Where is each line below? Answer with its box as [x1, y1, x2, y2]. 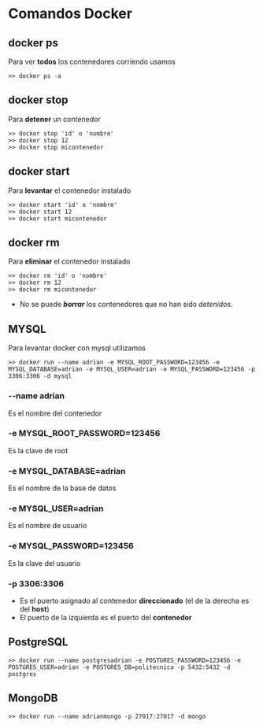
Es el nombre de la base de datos [8, 483, 117, 493]
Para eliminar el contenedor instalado [8, 257, 131, 266]
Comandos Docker [8, 5, 132, 23]
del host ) [19, 604, 50, 614]
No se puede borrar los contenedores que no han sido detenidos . [19, 300, 234, 309]
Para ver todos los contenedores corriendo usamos [8, 57, 176, 66]
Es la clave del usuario [8, 558, 81, 567]
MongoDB [8, 692, 58, 705]
